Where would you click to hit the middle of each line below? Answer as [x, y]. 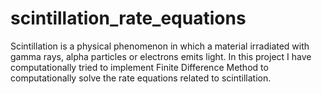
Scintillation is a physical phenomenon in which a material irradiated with [160, 46]
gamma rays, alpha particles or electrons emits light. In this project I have [161, 56]
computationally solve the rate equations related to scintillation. [141, 78]
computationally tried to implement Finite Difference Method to [139, 67]
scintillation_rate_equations [128, 18]
